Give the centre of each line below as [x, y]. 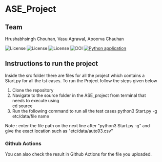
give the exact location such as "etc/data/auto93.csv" [59, 131]
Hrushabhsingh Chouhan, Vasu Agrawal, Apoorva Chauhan [65, 39]
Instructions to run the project [52, 64]
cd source [22, 106]
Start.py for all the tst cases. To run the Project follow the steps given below [81, 81]
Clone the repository [33, 90]
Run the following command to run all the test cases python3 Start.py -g [85, 111]
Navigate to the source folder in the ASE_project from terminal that [79, 95]
